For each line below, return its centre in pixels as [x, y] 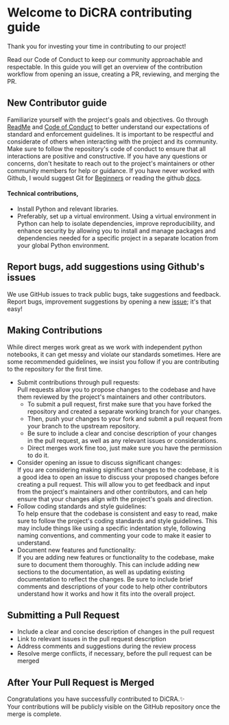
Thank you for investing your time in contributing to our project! [97, 46]
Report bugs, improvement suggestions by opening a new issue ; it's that [109, 301]
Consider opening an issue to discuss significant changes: [99, 462]
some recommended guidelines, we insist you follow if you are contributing [113, 361]
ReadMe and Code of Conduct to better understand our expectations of [108, 127]
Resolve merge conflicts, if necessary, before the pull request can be [114, 654]
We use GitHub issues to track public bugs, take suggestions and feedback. [114, 294]
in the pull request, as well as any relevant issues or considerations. [122, 440]
